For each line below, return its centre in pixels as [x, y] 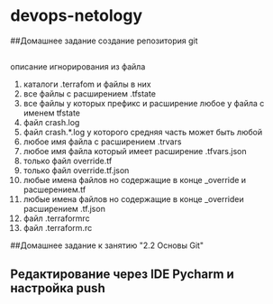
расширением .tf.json [64, 209]
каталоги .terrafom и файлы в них [87, 84]
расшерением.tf [55, 189]
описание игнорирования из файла [78, 67]
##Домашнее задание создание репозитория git [104, 41]
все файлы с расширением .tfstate [90, 94]
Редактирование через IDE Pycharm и [123, 274]
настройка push [58, 288]
